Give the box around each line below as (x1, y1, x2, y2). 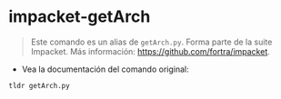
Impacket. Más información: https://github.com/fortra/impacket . (30, 45, 270, 56)
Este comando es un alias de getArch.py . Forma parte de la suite (30, 36, 273, 47)
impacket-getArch (8, 6, 151, 27)
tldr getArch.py (8, 81, 70, 90)
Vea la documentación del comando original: (21, 64, 189, 74)
